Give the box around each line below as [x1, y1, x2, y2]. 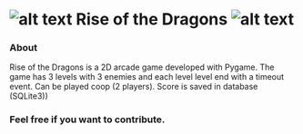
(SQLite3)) [9, 91, 48, 101]
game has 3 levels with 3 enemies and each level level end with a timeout [9, 72, 285, 82]
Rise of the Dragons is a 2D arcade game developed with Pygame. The [9, 62, 275, 72]
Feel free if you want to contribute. [9, 113, 166, 126]
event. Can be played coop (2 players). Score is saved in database [9, 81, 258, 92]
